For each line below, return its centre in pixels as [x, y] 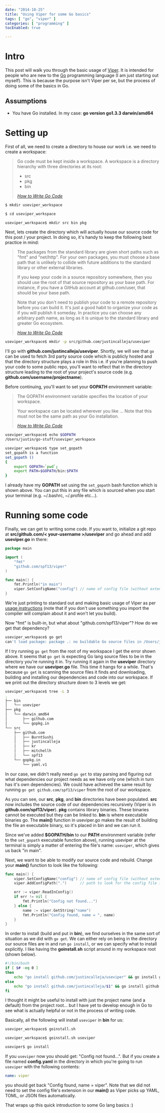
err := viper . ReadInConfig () [44, 892]
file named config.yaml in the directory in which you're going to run [74, 1061]
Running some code [47, 515]
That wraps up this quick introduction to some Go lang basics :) [69, 1105]
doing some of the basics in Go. [37, 86]
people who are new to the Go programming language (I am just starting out [82, 75]
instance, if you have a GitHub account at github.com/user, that [81, 287]
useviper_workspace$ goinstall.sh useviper [50, 1038]
